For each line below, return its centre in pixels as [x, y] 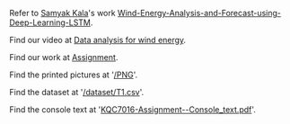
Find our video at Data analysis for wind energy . [98, 40]
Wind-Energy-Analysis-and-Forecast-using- [199, 13]
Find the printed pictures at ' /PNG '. [74, 75]
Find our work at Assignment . [64, 57]
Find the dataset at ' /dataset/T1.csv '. [77, 92]
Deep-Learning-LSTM [50, 22]
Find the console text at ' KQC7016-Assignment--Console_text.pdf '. [132, 110]
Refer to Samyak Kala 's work [62, 13]
